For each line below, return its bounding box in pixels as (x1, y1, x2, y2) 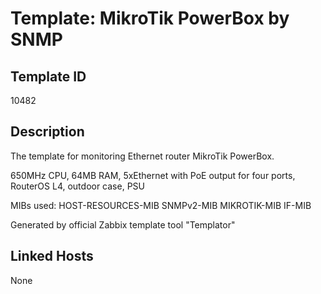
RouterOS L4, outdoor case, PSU (10, 180, 145, 192)
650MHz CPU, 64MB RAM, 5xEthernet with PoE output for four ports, (10, 169, 296, 181)
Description (10, 123, 85, 141)
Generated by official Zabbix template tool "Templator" (10, 218, 236, 231)
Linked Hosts (10, 248, 94, 265)
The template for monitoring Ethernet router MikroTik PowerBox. (10, 150, 275, 162)
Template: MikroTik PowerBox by (10, 7, 290, 30)
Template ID (10, 68, 87, 85)
